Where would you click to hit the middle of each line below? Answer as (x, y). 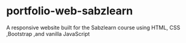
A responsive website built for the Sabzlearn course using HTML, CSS (93, 27)
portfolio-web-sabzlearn (70, 11)
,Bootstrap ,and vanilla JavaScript (48, 33)
